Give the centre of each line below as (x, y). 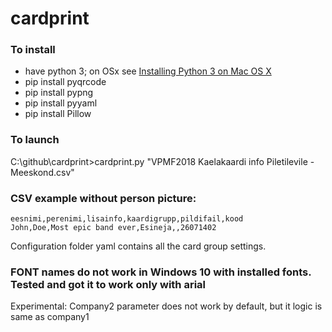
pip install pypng (59, 93)
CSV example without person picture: (103, 198)
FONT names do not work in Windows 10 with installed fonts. (161, 272)
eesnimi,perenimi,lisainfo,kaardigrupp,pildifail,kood (127, 219)
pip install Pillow (58, 114)
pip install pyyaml (61, 103)
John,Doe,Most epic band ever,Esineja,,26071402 (113, 228)
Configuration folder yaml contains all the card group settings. (138, 246)
